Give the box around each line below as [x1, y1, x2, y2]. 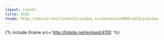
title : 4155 [5, 12, 29, 17]
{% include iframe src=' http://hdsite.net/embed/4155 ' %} [5, 30, 120, 36]
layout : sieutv [5, 7, 36, 12]
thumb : [5, 16, 19, 21]
